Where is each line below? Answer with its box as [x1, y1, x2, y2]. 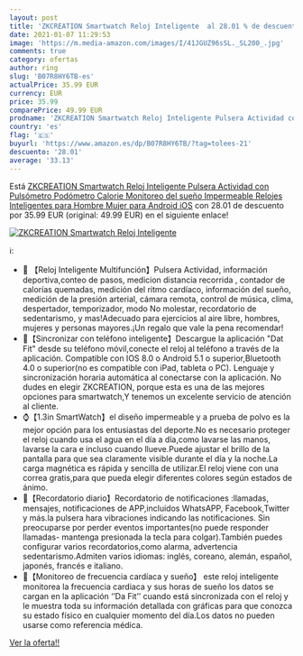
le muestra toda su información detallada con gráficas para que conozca [22, 600, 293, 611]
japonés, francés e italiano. [22, 560, 124, 571]
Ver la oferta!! [9, 637, 60, 648]
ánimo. [22, 482, 49, 493]
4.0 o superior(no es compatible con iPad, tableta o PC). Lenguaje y [22, 362, 275, 373]
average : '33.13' [9, 155, 75, 165]
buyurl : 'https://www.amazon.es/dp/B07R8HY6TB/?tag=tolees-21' [9, 139, 252, 148]
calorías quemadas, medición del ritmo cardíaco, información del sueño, [22, 283, 291, 294]
